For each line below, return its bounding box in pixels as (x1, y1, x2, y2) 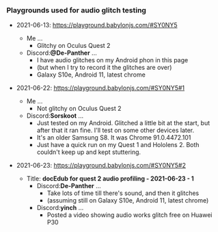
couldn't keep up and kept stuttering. (36, 148, 141, 156)
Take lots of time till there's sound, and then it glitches (46, 189, 200, 197)
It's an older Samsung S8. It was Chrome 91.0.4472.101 (36, 133, 191, 142)
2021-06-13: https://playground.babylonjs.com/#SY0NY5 (16, 21, 178, 29)
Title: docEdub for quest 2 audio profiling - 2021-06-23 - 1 (26, 175, 194, 183)
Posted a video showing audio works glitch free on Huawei (46, 211, 213, 219)
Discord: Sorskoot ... (26, 112, 83, 120)
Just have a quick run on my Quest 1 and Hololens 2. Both (36, 141, 200, 149)
